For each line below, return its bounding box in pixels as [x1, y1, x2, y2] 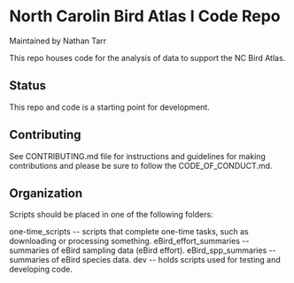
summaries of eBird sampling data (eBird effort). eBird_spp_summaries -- [9, 245, 276, 256]
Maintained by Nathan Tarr [9, 35, 107, 46]
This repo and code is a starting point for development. [9, 102, 210, 112]
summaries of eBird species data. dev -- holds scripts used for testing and [9, 255, 281, 265]
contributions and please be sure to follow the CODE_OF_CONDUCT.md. [9, 160, 273, 171]
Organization [9, 186, 82, 201]
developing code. [9, 264, 73, 275]
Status [9, 78, 47, 94]
